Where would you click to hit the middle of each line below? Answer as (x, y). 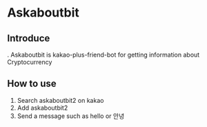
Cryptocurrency (30, 62)
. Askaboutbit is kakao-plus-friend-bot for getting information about (103, 55)
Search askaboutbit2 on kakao (60, 100)
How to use (32, 84)
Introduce (29, 38)
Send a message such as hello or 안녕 (71, 116)
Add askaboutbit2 (42, 108)
